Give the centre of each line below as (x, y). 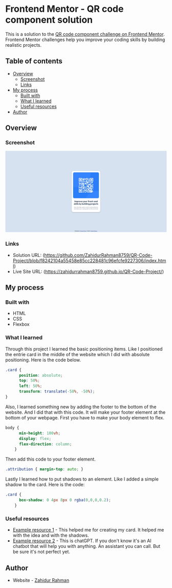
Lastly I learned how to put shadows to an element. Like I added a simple (82, 479)
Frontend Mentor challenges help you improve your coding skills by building (85, 40)
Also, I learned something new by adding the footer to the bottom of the (81, 407)
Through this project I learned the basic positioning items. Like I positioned (84, 349)
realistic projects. (24, 45)
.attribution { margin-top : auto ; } (44, 469)
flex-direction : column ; (45, 444)
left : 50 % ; (30, 386)
